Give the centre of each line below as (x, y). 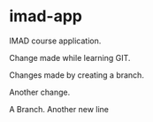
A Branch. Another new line (59, 109)
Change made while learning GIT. (70, 57)
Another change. (40, 92)
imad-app (46, 16)
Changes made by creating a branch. (76, 75)
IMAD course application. (55, 41)
